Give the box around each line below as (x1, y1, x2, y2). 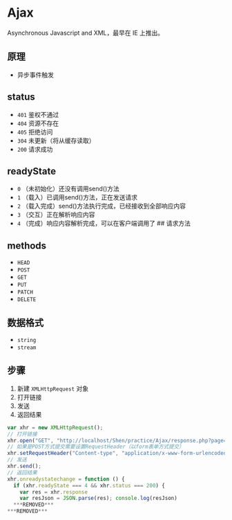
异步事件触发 (17, 71, 54, 79)
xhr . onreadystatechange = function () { (7, 476, 126, 483)
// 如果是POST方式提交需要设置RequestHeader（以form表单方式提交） (7, 443, 184, 451)
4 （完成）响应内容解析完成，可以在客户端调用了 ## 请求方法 (17, 219, 191, 228)
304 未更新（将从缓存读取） (17, 136, 95, 145)
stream (17, 344, 37, 351)
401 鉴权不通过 (17, 110, 59, 118)
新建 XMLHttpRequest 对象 (17, 384, 88, 393)
